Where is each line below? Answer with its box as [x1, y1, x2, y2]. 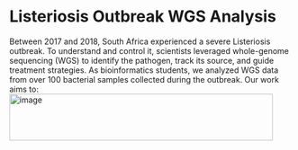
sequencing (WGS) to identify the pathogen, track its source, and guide [9, 55, 275, 66]
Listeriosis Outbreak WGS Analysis [9, 6, 277, 27]
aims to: [9, 84, 39, 94]
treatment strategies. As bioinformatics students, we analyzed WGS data [9, 65, 279, 75]
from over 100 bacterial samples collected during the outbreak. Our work [9, 74, 279, 84]
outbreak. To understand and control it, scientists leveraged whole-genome [9, 45, 290, 56]
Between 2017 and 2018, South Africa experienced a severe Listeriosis [9, 36, 271, 47]
